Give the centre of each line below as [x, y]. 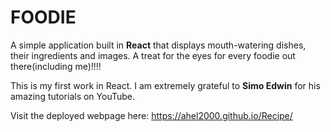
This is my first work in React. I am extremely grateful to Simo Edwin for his [165, 85]
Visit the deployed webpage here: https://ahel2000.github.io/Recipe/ [151, 115]
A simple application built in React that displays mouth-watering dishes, [158, 45]
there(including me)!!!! [56, 66]
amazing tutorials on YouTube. [73, 96]
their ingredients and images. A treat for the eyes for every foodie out [153, 55]
